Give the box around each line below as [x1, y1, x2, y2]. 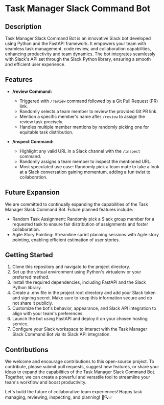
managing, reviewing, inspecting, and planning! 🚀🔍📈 [5, 394, 113, 400]
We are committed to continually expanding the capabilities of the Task [5, 201, 148, 207]
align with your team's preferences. [12, 311, 84, 316]
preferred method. [12, 274, 49, 280]
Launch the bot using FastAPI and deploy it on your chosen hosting [12, 316, 148, 322]
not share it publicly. [12, 300, 53, 306]
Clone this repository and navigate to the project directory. [12, 264, 131, 270]
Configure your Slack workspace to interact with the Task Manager [12, 326, 148, 332]
